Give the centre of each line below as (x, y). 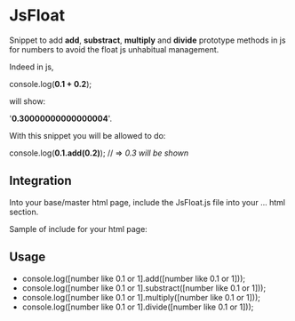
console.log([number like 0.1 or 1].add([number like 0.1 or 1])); (134, 278)
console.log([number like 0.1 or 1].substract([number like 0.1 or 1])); (144, 288)
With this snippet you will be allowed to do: (88, 135)
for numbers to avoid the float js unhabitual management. (114, 49)
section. (24, 212)
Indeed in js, (32, 67)
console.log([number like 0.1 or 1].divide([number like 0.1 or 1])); (138, 307)
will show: (28, 101)
